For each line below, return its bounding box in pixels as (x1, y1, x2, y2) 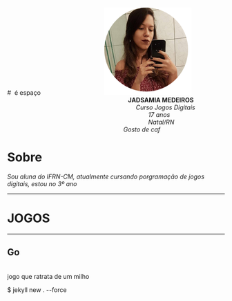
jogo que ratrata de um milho (7, 272, 90, 280)
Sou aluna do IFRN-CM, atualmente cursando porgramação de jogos (7, 172, 205, 181)
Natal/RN (148, 118, 175, 126)
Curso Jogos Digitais (135, 103, 195, 111)
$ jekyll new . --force (7, 285, 67, 294)
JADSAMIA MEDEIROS (128, 96, 194, 104)
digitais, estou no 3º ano (7, 179, 77, 188)
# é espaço (7, 89, 41, 97)
